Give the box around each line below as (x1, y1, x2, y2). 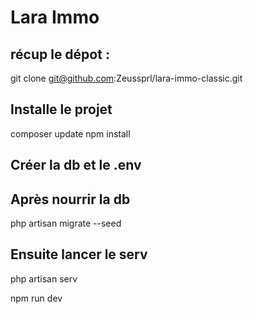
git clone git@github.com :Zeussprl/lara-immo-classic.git (10, 72, 243, 84)
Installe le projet (10, 101, 113, 118)
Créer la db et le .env (10, 157, 142, 174)
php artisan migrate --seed (10, 217, 122, 230)
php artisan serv (10, 272, 78, 285)
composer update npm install (10, 127, 131, 140)
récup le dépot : (10, 46, 110, 63)
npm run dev (10, 292, 63, 304)
